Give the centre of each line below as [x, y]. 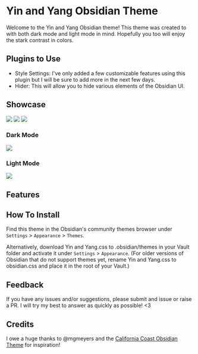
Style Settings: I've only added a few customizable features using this [100, 73]
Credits [20, 324]
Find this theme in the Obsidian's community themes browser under [89, 229]
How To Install [33, 215]
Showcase [26, 105]
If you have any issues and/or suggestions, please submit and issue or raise [99, 299]
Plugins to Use [34, 59]
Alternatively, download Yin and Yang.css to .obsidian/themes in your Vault [98, 247]
